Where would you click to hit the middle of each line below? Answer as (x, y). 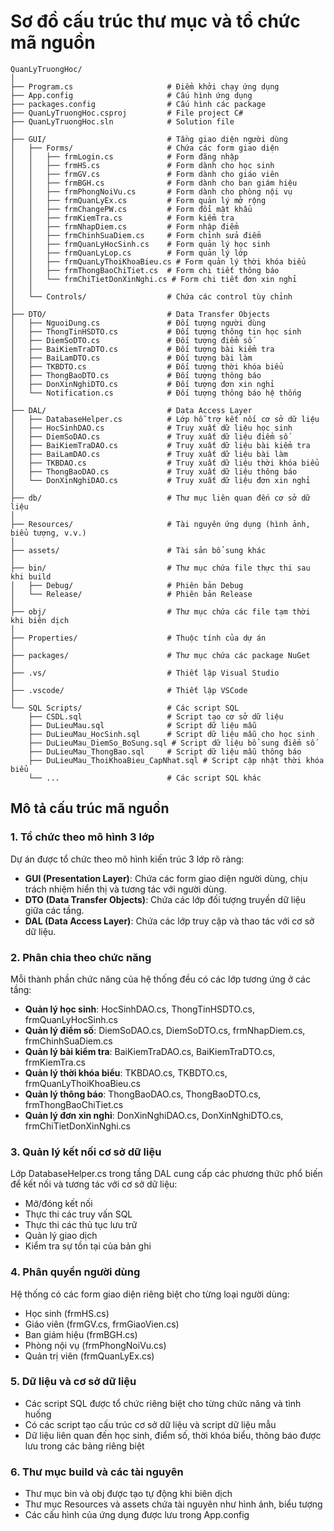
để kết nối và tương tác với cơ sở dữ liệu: (94, 1184)
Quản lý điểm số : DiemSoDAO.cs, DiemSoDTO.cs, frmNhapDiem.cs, (165, 1030)
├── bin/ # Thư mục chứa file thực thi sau (160, 568)
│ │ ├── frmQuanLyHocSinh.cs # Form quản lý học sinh (140, 244)
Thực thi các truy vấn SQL (78, 1214)
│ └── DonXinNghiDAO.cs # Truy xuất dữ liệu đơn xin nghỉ (160, 480)
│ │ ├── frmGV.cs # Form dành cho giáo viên (145, 174)
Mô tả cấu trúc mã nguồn (90, 808)
